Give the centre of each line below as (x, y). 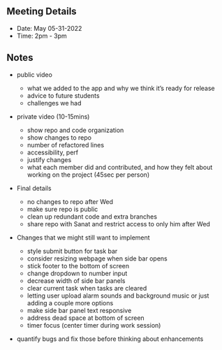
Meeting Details (42, 12)
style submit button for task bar (72, 251)
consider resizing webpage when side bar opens (97, 258)
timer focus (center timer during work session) (94, 325)
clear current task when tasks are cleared (87, 288)
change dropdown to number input (77, 273)
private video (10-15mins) (53, 116)
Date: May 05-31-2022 (49, 28)
